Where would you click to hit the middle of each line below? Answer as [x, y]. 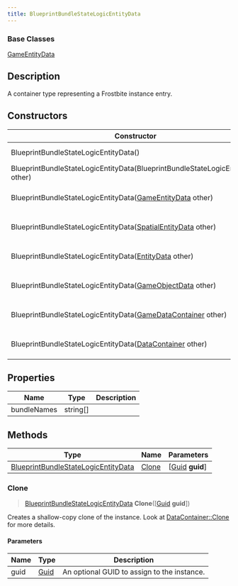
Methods [28, 435]
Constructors [38, 116]
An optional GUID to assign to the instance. [134, 572]
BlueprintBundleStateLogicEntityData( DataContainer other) [109, 343]
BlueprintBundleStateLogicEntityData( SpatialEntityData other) [114, 226]
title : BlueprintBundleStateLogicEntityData [74, 14]
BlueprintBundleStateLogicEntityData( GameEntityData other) [112, 197]
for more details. [31, 525]
